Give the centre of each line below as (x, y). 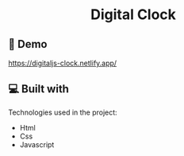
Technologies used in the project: (63, 112)
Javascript (37, 144)
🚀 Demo (28, 44)
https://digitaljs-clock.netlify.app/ (63, 63)
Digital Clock (133, 15)
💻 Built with (39, 89)
